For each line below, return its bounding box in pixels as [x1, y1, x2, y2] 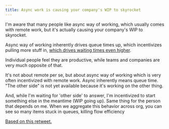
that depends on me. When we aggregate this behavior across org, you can [5, 103, 162, 109]
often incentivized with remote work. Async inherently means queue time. [5, 77, 158, 83]
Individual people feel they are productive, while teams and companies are [5, 56, 160, 63]
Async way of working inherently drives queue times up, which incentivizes [5, 41, 162, 48]
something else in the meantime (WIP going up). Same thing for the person [5, 98, 161, 104]
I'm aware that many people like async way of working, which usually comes [5, 21, 164, 27]
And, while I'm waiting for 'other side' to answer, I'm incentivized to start [5, 92, 155, 98]
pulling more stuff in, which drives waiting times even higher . [5, 47, 132, 53]
